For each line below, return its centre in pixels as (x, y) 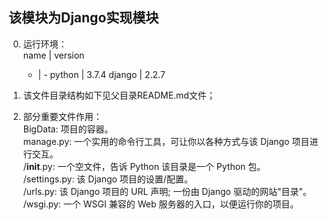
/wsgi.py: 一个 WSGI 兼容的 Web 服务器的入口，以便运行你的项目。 (161, 204)
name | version (53, 55)
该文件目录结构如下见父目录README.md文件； (119, 95)
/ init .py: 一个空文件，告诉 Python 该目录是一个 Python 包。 (144, 166)
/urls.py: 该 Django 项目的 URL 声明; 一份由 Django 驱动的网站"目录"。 (167, 191)
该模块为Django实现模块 (84, 18)
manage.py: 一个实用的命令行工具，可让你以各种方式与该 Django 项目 (166, 141)
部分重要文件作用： (62, 116)
